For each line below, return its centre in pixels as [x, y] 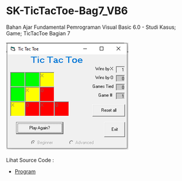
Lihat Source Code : [30, 160]
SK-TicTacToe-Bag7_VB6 [67, 11]
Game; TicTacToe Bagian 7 [38, 33]
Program [25, 171]
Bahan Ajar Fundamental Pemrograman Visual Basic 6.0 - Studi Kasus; [91, 27]
